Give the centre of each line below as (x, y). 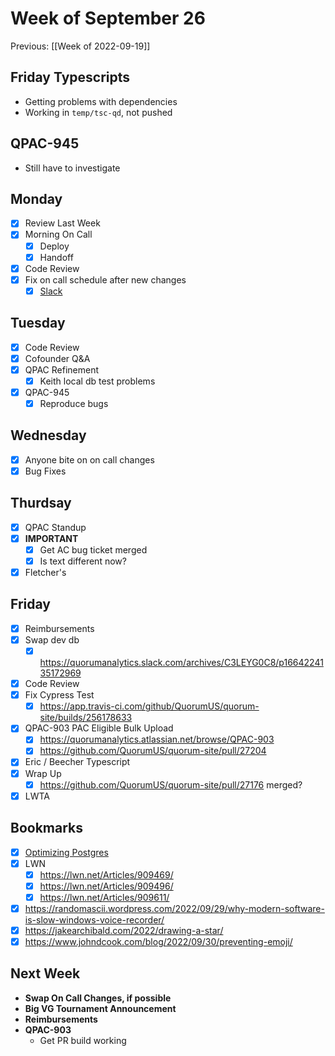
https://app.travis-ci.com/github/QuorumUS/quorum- (149, 706)
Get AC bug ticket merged (93, 549)
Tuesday (38, 323)
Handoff (56, 257)
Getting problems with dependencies (101, 101)
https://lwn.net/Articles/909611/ (104, 897)
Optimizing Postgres (66, 852)
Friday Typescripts (70, 77)
